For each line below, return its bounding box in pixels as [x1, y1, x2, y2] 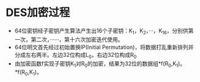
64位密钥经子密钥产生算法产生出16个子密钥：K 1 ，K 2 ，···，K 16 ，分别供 [14, 27, 189, 35]
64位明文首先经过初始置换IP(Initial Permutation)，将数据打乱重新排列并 [14, 43, 194, 51]
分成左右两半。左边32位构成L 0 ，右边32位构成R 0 [14, 51, 137, 60]
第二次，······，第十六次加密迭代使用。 [31, 35, 124, 43]
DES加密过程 [6, 6, 70, 20]
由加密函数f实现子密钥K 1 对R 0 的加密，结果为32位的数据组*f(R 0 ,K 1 [14, 59, 179, 69]
